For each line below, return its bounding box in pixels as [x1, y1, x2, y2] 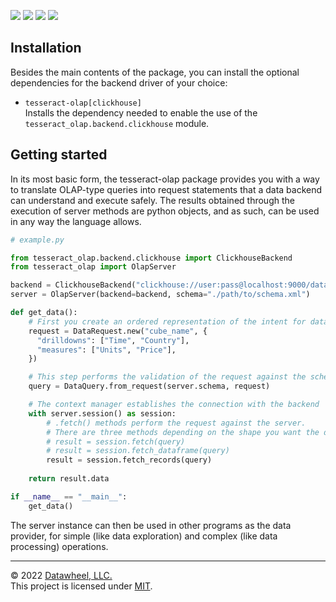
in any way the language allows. [10, 215, 142, 227]
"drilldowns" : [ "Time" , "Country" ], [36, 335, 190, 345]
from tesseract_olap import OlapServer [10, 262, 177, 272]
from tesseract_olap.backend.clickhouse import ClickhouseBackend [10, 253, 293, 263]
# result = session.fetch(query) [46, 436, 186, 447]
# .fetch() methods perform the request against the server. [46, 418, 307, 428]
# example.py [10, 235, 65, 245]
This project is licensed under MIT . [10, 580, 153, 592]
